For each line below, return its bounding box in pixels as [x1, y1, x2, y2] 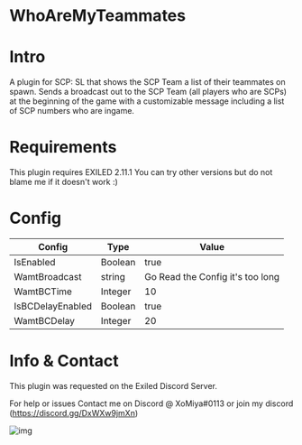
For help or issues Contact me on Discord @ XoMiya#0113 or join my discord [9, 398, 294, 409]
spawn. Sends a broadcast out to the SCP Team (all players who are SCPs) [9, 87, 287, 97]
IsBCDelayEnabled [14, 300, 93, 312]
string [100, 271, 126, 283]
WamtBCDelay [14, 315, 75, 327]
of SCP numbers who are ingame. [9, 106, 135, 116]
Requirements [9, 137, 117, 158]
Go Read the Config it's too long [143, 271, 280, 283]
